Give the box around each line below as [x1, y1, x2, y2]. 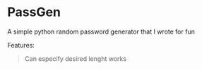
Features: [7, 41, 35, 49]
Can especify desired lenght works [24, 54, 127, 63]
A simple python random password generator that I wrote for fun [7, 27, 196, 36]
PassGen [7, 4, 61, 20]
